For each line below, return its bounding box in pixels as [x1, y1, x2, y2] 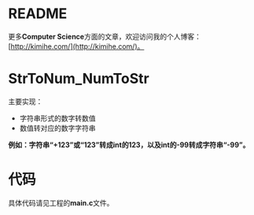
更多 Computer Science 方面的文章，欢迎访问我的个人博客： [8, 32, 202, 41]
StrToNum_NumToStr [8, 70, 149, 87]
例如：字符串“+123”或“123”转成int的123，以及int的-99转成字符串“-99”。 [8, 139, 250, 150]
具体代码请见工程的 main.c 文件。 [8, 198, 114, 207]
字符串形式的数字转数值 [19, 113, 96, 123]
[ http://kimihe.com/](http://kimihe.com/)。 [8, 41, 145, 51]
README [8, 5, 68, 23]
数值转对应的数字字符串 [19, 123, 96, 132]
